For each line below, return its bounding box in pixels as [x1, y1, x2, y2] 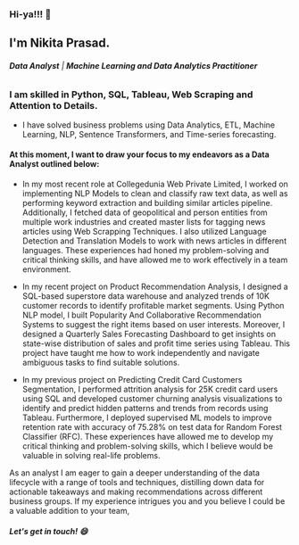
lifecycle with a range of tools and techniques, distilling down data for [9, 477, 265, 488]
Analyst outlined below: [9, 159, 100, 169]
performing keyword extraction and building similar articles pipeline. [21, 198, 273, 209]
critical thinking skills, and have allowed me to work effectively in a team [21, 254, 288, 266]
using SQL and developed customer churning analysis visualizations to [21, 393, 283, 404]
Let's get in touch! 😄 [9, 525, 88, 536]
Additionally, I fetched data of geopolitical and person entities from [21, 207, 268, 218]
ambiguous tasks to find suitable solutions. [21, 357, 180, 368]
